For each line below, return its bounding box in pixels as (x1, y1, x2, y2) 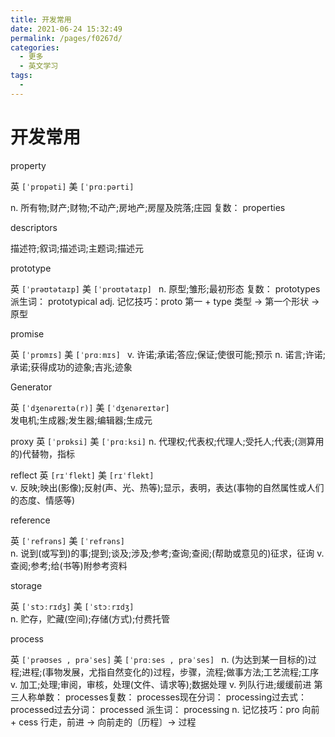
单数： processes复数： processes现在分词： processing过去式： (36, 691, 307, 703)
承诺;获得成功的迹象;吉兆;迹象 (10, 361, 133, 373)
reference (10, 514, 51, 526)
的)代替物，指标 (10, 447, 76, 460)
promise (10, 327, 45, 340)
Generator (10, 381, 53, 393)
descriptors (10, 221, 58, 233)
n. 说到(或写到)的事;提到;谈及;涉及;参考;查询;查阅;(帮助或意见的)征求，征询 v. (10, 547, 325, 559)
